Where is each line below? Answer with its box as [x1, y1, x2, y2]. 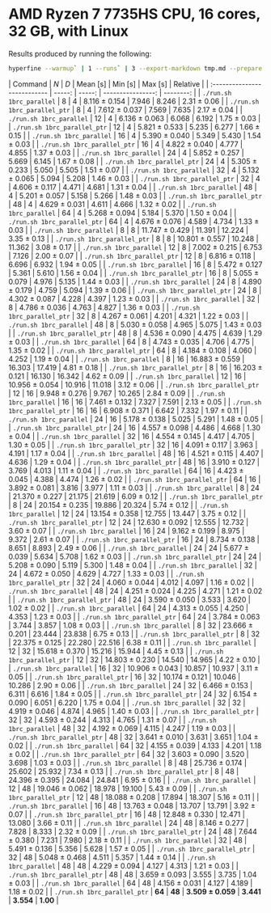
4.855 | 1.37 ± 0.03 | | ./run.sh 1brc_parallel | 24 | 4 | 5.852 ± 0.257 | [8, 147, 244, 158]
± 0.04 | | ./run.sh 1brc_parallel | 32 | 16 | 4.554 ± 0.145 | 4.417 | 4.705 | [8, 431, 255, 441]
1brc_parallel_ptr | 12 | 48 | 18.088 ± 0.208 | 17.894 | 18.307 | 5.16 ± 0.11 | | [8, 792, 260, 801]
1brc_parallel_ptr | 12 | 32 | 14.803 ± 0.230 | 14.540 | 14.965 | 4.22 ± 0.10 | [8, 654, 260, 664]
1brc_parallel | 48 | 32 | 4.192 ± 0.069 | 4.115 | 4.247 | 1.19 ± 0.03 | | [8, 723, 236, 733]
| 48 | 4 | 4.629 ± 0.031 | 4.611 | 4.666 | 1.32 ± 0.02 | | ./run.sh [8, 199, 217, 209]
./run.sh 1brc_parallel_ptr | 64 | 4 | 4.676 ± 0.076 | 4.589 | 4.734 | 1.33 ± [8, 216, 260, 226]
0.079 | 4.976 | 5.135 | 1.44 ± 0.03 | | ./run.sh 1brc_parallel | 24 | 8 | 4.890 [8, 277, 262, 286]
